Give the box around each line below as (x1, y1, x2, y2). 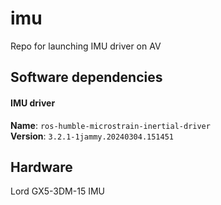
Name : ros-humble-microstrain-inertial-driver (10, 119, 211, 131)
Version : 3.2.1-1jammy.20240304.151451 (10, 130, 175, 142)
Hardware (10, 158, 73, 176)
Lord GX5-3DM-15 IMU (10, 185, 105, 197)
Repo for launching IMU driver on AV (10, 40, 162, 52)
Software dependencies (10, 69, 163, 86)
